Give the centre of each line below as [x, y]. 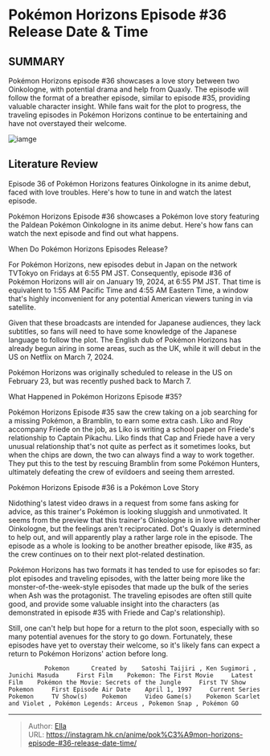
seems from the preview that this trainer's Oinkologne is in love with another [135, 520]
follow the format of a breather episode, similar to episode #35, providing [129, 98]
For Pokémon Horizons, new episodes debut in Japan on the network [123, 264]
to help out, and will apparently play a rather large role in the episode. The [131, 537]
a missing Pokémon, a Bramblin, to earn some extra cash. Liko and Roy [126, 420]
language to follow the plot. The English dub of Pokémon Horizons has [125, 340]
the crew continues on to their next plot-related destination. [107, 554]
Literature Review [53, 164]
